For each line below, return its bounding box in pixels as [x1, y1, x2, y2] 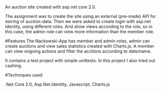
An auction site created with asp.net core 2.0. [5, 4, 96, 10]
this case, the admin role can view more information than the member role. [5, 29, 155, 34]
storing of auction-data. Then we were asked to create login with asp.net [5, 19, 151, 24]
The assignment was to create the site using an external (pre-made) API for [5, 13, 157, 19]
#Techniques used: [5, 72, 44, 78]
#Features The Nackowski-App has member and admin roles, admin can [5, 38, 150, 44]
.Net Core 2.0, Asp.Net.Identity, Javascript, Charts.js [5, 81, 110, 87]
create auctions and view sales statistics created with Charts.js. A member [5, 43, 155, 49]
